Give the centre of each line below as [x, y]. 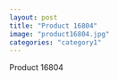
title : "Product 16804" [54, 26]
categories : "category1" [55, 42]
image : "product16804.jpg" [59, 34]
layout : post [34, 17]
